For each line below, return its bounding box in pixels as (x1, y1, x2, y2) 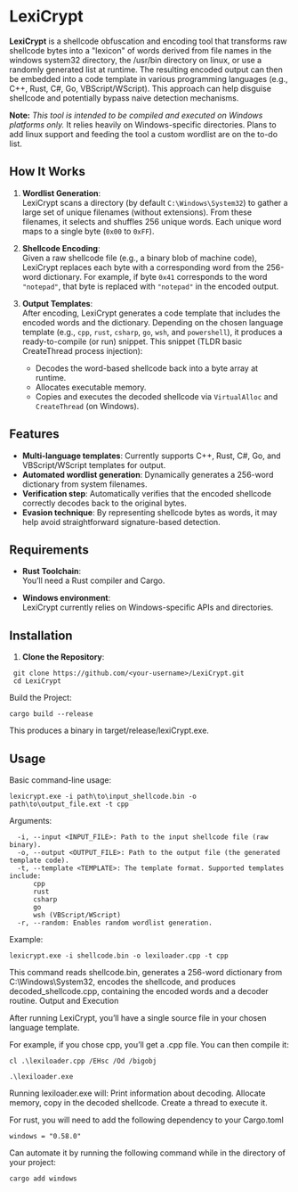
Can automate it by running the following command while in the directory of (9, 1147, 286, 1158)
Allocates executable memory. (35, 382, 147, 392)
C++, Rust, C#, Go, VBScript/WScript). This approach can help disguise (9, 83, 271, 94)
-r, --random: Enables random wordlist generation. (17, 918, 213, 927)
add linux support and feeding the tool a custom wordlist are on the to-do (9, 128, 278, 139)
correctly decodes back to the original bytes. (21, 497, 187, 508)
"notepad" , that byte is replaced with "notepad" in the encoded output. (21, 281, 279, 292)
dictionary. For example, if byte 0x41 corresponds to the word (43, 271, 268, 282)
